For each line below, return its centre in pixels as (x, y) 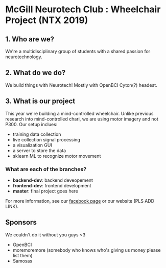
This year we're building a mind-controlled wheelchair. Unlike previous (79, 113)
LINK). (12, 206)
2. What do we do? (35, 73)
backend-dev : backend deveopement (53, 180)
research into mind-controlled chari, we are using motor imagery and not (82, 119)
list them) (22, 255)
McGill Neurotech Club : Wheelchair (83, 9)
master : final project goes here (45, 191)
